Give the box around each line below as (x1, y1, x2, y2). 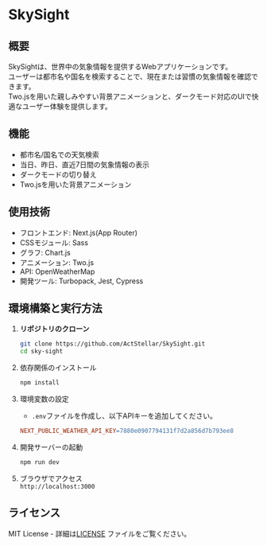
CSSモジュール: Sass (19, 237, 89, 248)
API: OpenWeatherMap (19, 267, 95, 276)
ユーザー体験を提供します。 (21, 102, 113, 111)
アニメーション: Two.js (19, 257, 94, 267)
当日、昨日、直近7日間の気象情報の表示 (19, 159, 149, 169)
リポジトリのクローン (19, 324, 90, 333)
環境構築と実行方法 (8, 302, 103, 315)
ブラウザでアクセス (19, 474, 83, 483)
